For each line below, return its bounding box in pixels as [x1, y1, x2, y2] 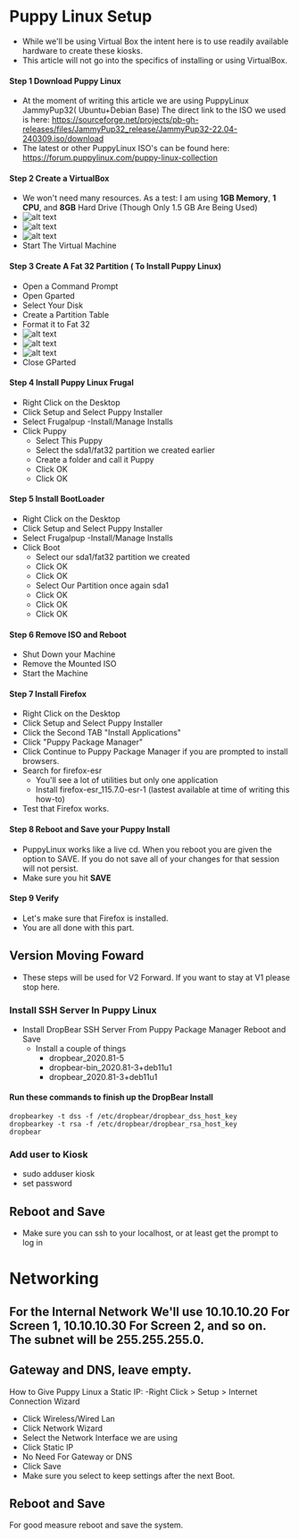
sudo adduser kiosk [21, 1169, 96, 1179]
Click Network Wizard [21, 1423, 104, 1433]
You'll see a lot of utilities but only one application [35, 775, 219, 786]
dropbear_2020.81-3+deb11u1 [48, 1071, 158, 1082]
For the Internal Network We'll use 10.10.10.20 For [9, 1304, 290, 1319]
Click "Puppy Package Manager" [21, 736, 144, 748]
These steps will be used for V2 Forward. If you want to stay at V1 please [21, 972, 290, 982]
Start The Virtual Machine [21, 240, 117, 251]
